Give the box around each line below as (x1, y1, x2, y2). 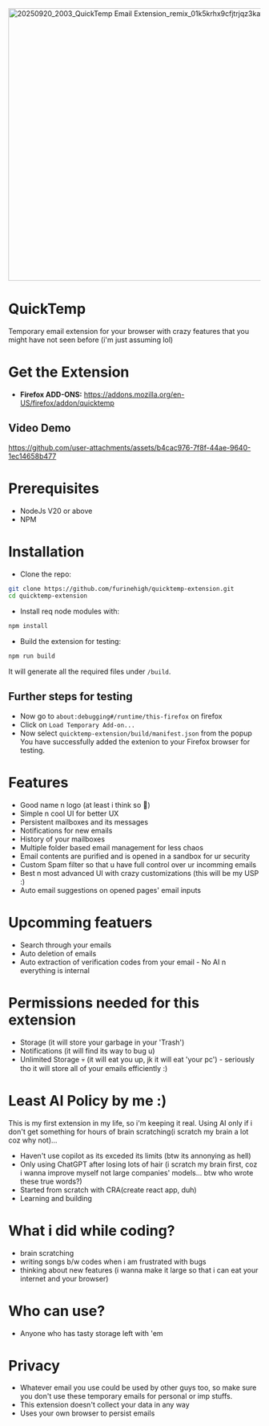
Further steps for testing (8, 690, 134, 703)
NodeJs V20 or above (19, 506, 93, 515)
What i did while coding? (8, 1221, 175, 1240)
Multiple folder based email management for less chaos (19, 842, 204, 852)
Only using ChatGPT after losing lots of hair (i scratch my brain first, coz (19, 1159, 258, 1169)
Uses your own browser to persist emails (19, 1408, 155, 1418)
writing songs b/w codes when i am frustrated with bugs (19, 1257, 207, 1266)
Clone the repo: (19, 569, 72, 579)
